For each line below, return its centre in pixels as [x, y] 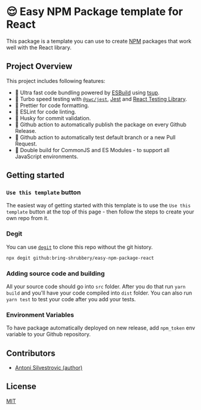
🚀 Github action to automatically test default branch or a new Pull [95, 137]
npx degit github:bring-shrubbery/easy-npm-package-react [80, 258]
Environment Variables [40, 314]
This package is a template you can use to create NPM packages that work [99, 41]
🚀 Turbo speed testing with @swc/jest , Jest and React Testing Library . [101, 99]
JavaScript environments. [46, 156]
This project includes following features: [56, 81]
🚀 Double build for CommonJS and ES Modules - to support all [92, 150]
